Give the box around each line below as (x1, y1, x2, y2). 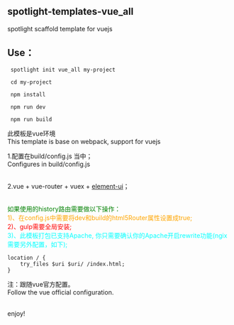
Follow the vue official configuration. (7, 287, 114, 297)
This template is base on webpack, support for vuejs (7, 137, 161, 145)
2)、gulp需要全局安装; (7, 222, 72, 231)
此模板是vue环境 (7, 129, 56, 138)
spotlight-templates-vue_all (7, 6, 134, 18)
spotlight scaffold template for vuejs (7, 24, 113, 33)
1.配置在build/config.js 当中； (7, 152, 93, 160)
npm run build (10, 116, 52, 123)
